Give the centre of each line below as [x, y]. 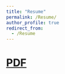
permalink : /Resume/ [32, 17]
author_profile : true [33, 22]
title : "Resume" [26, 12]
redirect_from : [25, 28]
